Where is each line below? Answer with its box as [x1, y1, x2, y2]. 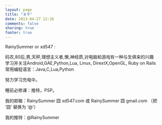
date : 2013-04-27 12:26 [5, 16, 54, 21]
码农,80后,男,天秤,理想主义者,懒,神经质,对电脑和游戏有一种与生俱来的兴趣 [5, 54, 154, 60]
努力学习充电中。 [5, 77, 40, 83]
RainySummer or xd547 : [5, 44, 56, 49]
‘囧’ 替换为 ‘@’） [5, 104, 38, 110]
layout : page [5, 7, 32, 12]
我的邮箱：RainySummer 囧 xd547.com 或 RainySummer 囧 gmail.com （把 [5, 98, 158, 104]
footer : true [5, 30, 32, 35]
